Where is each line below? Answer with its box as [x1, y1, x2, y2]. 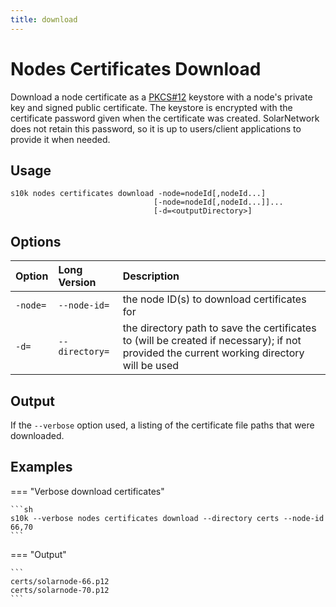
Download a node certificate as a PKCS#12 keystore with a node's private [10, 91, 313, 103]
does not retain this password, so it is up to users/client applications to [10, 122, 302, 135]
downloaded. [10, 430, 65, 441]
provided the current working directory [122, 346, 305, 360]
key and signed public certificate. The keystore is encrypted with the [10, 101, 293, 113]
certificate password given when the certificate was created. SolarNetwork [10, 112, 320, 124]
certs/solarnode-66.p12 [10, 576, 110, 586]
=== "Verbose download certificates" [10, 485, 165, 497]
